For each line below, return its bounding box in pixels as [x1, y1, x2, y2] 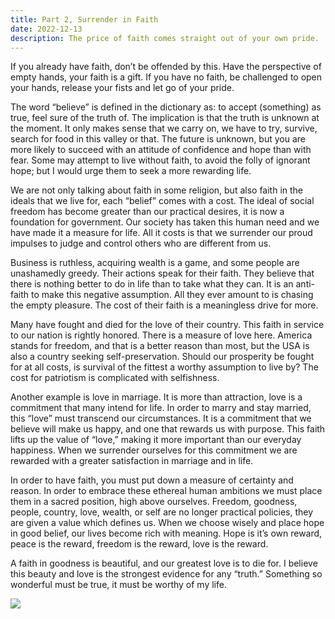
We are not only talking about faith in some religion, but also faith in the [10, 184, 304, 196]
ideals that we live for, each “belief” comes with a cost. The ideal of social [10, 195, 315, 207]
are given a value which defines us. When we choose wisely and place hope [10, 517, 325, 529]
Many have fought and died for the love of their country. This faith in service [10, 319, 325, 331]
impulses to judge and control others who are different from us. [10, 237, 272, 250]
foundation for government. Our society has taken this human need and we [10, 216, 320, 228]
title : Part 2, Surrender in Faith [10, 14, 159, 25]
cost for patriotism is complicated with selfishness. [10, 372, 220, 384]
